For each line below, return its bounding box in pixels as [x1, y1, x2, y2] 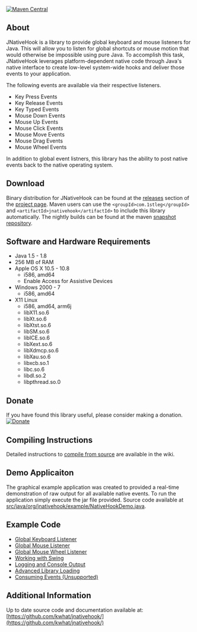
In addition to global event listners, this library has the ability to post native [6, 155, 188, 162]
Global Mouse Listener [14, 542, 70, 549]
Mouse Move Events [14, 131, 65, 138]
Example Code [6, 520, 61, 530]
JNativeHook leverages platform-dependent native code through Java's [6, 57, 182, 65]
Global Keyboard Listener [14, 535, 77, 542]
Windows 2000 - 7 [14, 284, 61, 291]
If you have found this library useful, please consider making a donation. [6, 411, 183, 418]
